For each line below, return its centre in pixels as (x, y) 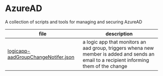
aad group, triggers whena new (118, 48)
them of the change (105, 66)
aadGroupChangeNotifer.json (41, 57)
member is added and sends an (118, 54)
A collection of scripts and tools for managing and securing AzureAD (73, 22)
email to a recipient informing (116, 60)
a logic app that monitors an (114, 42)
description (119, 33)
